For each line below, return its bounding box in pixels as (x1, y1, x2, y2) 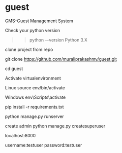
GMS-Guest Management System (5, 18, 74, 24)
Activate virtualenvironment (5, 75, 61, 81)
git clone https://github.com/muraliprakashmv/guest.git (5, 56, 117, 62)
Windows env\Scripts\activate (5, 94, 66, 100)
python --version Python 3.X (29, 37, 88, 43)
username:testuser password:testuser (5, 142, 82, 148)
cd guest (5, 66, 23, 72)
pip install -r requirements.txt (5, 104, 64, 110)
